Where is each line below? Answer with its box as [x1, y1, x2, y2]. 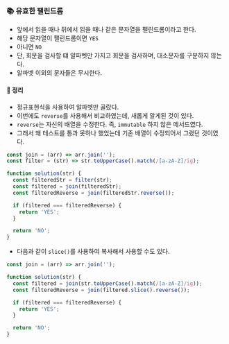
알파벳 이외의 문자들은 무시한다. [16, 69, 102, 77]
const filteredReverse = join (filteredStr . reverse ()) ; [12, 189, 175, 196]
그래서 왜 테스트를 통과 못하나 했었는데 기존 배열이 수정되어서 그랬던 [16, 128, 201, 137]
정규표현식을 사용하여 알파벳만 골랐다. [16, 103, 119, 111]
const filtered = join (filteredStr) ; [12, 183, 122, 190]
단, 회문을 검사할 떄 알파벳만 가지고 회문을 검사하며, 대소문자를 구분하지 [16, 51, 210, 60]
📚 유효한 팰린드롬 [6, 6, 64, 15]
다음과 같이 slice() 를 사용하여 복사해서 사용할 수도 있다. [16, 248, 171, 256]
